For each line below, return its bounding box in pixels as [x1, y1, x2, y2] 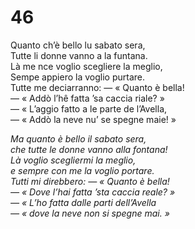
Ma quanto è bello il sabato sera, [10, 132, 147, 145]
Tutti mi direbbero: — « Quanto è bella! [10, 175, 170, 187]
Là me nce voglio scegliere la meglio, [10, 60, 163, 72]
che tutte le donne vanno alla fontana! [10, 143, 168, 155]
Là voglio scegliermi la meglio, [10, 154, 137, 166]
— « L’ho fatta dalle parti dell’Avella [10, 196, 157, 208]
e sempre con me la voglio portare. [10, 164, 155, 176]
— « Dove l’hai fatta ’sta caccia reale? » [10, 186, 176, 198]
